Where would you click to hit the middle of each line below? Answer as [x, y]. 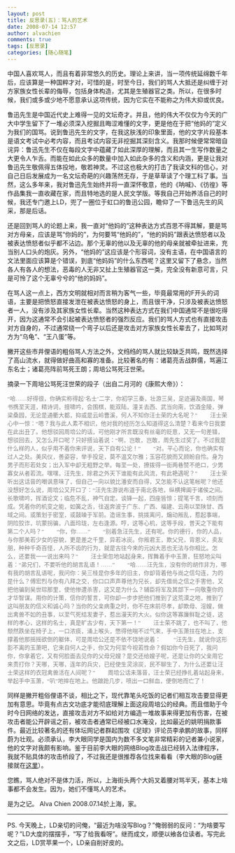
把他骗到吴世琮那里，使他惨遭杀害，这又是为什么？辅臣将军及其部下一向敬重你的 [115, 589]
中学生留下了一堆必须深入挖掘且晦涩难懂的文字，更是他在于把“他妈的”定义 [120, 123]
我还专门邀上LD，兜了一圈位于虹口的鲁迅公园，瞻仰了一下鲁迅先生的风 [121, 202]
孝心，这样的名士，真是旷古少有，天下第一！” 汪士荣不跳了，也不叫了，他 [123, 623]
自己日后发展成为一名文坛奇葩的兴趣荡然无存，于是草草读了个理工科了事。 [114, 175]
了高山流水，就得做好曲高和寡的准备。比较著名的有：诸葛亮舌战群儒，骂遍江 [117, 360]
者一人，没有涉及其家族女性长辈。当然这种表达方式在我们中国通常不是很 [111, 310]
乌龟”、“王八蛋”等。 [51, 336]
